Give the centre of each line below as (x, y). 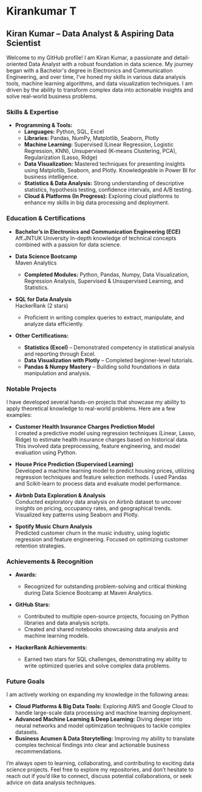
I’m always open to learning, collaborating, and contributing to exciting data (100, 763)
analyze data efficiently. (54, 323)
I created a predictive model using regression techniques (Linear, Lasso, (105, 433)
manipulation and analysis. (57, 373)
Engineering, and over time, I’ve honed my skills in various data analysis (96, 77)
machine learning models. (56, 636)
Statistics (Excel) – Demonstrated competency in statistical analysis (109, 347)
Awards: (26, 575)
